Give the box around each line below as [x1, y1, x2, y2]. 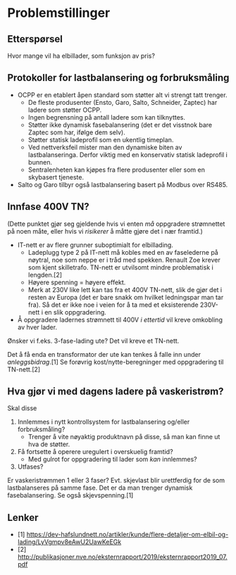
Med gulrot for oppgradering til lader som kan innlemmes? [27, 455, 197, 464]
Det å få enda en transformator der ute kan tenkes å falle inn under [7, 350, 201, 358]
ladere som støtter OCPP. [27, 106, 102, 114]
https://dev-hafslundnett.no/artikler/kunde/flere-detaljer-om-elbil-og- [26, 530, 229, 539]
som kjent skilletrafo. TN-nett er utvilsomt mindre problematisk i [27, 263, 213, 272]
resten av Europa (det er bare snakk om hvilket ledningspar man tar [27, 293, 224, 301]
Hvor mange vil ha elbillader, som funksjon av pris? [7, 51, 155, 60]
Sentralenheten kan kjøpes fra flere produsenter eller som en [27, 165, 206, 174]
